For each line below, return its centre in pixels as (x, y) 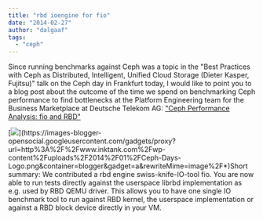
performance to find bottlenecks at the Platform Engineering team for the (126, 100)
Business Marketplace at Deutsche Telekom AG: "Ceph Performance (119, 108)
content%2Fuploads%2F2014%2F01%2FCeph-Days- (95, 158)
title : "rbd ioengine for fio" (59, 15)
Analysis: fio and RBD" (44, 117)
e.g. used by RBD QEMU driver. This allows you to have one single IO (120, 191)
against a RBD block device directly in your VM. (85, 207)
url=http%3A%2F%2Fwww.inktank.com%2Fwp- (87, 150)
